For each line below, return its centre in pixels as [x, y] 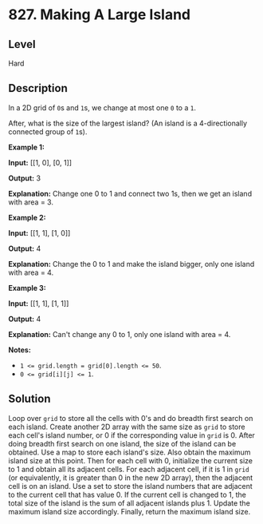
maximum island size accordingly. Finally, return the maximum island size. [130, 511]
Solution [29, 399]
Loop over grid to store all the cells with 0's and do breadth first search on [131, 418]
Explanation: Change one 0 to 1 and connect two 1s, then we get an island [130, 193]
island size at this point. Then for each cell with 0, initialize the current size [131, 460]
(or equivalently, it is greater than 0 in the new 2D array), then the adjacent [131, 478]
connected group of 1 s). [48, 131]
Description [38, 88]
